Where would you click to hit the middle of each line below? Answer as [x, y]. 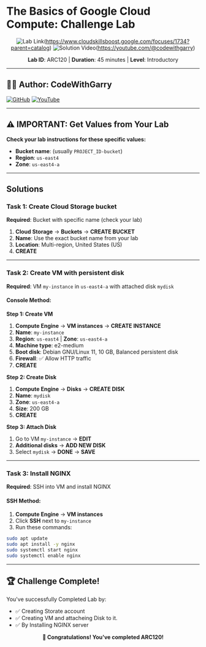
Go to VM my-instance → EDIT [53, 439]
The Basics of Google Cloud [78, 11]
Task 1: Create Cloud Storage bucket [62, 206]
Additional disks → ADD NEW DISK [60, 445]
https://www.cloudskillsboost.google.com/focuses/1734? [118, 41]
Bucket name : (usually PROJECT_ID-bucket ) [69, 151]
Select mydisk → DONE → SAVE [55, 452]
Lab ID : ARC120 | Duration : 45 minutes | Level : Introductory [103, 59]
